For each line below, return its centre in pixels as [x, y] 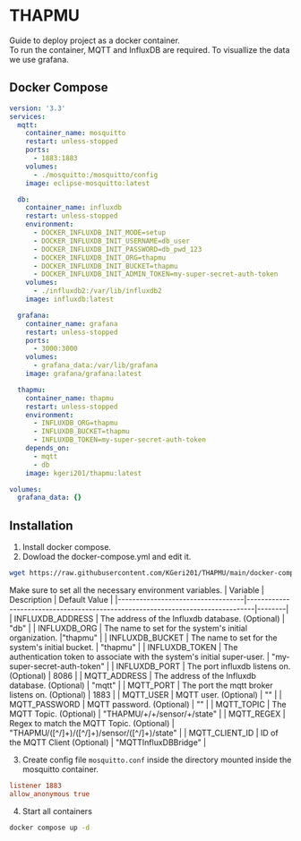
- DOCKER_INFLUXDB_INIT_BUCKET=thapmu [105, 266]
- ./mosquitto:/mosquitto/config [95, 175]
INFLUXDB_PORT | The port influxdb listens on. [203, 666]
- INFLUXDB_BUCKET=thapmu [81, 432]
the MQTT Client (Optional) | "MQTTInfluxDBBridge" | [108, 742]
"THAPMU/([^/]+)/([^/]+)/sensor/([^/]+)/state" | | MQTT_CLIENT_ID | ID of [144, 733]
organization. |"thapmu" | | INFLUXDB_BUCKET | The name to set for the [143, 638]
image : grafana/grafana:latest [84, 373]
